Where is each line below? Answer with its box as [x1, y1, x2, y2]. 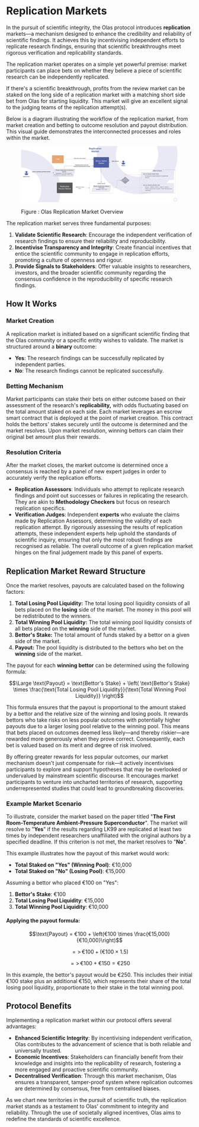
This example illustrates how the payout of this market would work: [6, 850, 170, 857]
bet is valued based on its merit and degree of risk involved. [6, 742, 152, 749]
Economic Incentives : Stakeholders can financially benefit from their [14, 1053, 184, 1060]
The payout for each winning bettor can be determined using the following [6, 662, 190, 669]
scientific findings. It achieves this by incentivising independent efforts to [6, 36, 185, 43]
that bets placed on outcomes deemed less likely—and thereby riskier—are [6, 729, 190, 736]
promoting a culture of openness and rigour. [14, 257, 123, 264]
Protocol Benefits [6, 1001, 72, 1011]
